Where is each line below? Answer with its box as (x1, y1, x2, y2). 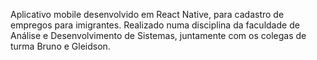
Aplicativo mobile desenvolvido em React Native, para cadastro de (10, 9, 285, 20)
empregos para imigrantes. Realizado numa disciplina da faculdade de (10, 19, 300, 31)
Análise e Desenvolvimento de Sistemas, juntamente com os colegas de (10, 30, 307, 41)
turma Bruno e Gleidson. (10, 40, 111, 52)
